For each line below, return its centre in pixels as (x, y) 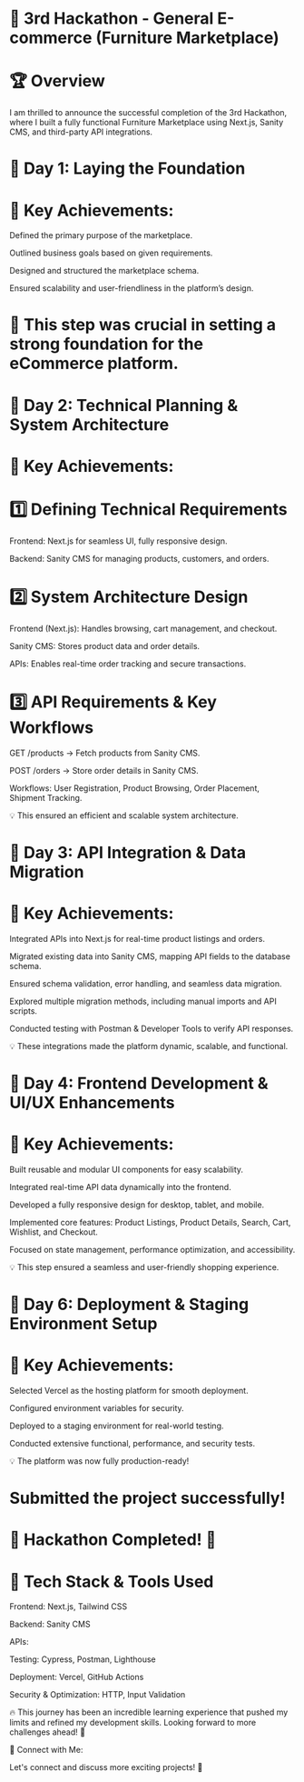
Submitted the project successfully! (147, 1498)
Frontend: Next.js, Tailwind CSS (69, 1607)
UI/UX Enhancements (92, 1102)
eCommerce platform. (94, 364)
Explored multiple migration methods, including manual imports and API (143, 1001)
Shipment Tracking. (46, 797)
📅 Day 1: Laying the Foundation (127, 169)
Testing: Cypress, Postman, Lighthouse (83, 1659)
